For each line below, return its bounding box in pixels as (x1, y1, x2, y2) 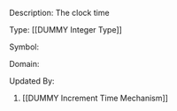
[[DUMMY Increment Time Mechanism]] (21, 92, 168, 103)
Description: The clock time (9, 8, 110, 18)
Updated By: (9, 76, 55, 86)
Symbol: (9, 41, 40, 52)
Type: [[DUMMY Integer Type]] (9, 25, 122, 34)
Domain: (9, 59, 40, 69)
